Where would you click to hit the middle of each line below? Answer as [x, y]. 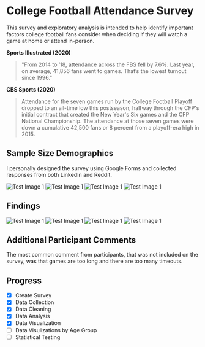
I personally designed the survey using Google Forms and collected [91, 168]
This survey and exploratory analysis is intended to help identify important [100, 28]
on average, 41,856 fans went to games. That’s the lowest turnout [104, 71]
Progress [24, 280]
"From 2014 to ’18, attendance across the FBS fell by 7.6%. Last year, [108, 64]
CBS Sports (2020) [31, 89]
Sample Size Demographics [60, 153]
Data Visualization [38, 323]
